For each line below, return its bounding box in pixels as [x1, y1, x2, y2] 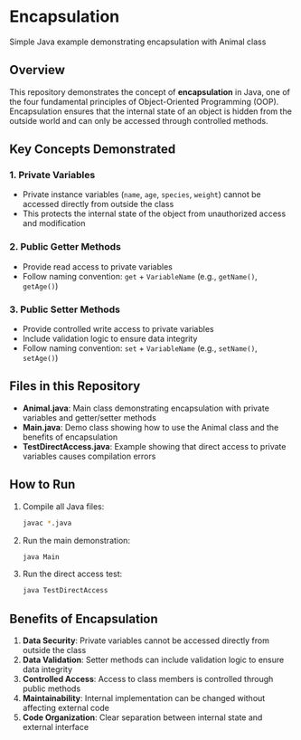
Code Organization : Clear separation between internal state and [22, 712, 263, 723]
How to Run [9, 477, 76, 492]
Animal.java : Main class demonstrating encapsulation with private [22, 403, 269, 413]
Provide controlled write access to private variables [22, 324, 214, 335]
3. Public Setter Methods [9, 303, 120, 316]
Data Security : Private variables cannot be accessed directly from [22, 635, 269, 646]
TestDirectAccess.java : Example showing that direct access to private [22, 441, 287, 451]
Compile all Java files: [22, 500, 105, 512]
